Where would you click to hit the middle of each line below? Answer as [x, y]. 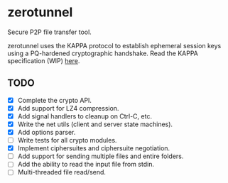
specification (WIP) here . [44, 60]
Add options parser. [47, 132]
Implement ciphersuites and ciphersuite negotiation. [94, 148]
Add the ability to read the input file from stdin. [86, 165]
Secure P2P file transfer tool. [50, 32]
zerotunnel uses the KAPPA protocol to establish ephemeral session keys [114, 45]
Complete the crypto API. [55, 100]
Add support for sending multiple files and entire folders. [101, 156]
